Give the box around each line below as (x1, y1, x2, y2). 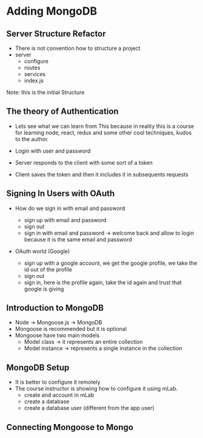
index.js (24, 77, 44, 84)
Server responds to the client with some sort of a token (15, 159, 153, 166)
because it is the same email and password (24, 235, 132, 243)
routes (24, 64, 41, 71)
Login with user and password (15, 147, 91, 155)
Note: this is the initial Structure (6, 89, 85, 96)
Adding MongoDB (6, 4, 98, 18)
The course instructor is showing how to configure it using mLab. (15, 385, 178, 392)
